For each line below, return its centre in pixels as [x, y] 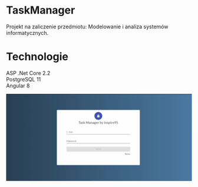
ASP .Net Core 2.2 [28, 73]
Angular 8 [18, 86]
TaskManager [41, 10]
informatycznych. [27, 32]
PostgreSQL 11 [24, 79]
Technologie [37, 57]
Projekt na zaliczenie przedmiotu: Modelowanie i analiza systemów [87, 27]
